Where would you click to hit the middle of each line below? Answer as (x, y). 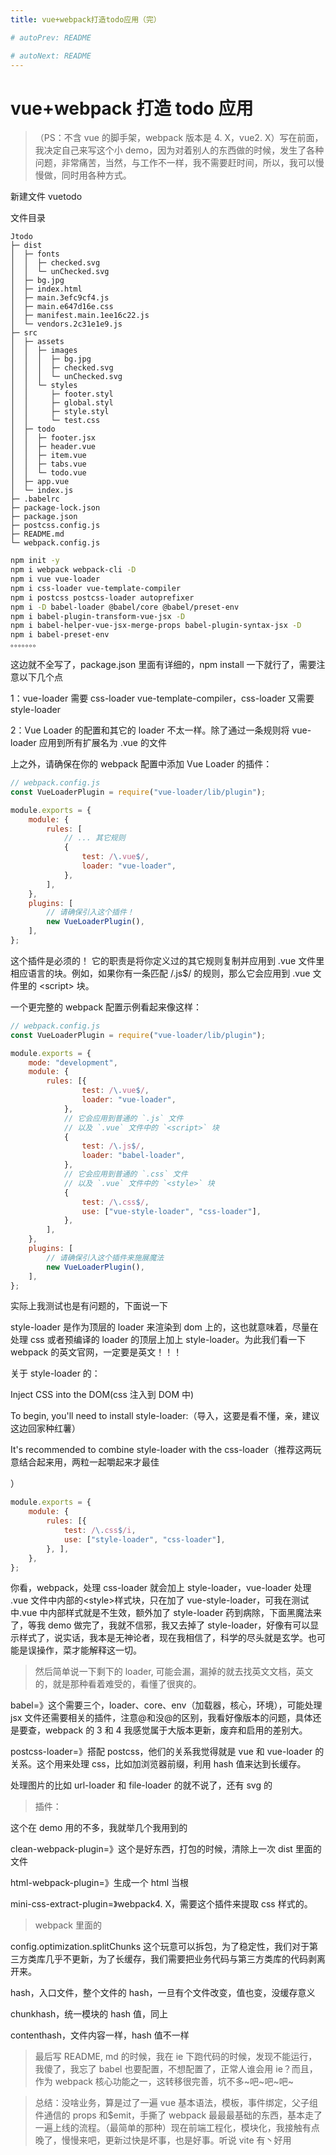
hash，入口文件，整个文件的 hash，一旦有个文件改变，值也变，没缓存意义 (163, 1993)
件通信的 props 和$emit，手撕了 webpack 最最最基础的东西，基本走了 (178, 2115)
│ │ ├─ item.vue (48, 456)
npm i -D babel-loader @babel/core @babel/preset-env (125, 607)
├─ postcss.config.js (55, 526)
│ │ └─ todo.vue (48, 473)
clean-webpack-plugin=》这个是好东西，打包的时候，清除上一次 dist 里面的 (166, 1849)
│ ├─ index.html (46, 289)
